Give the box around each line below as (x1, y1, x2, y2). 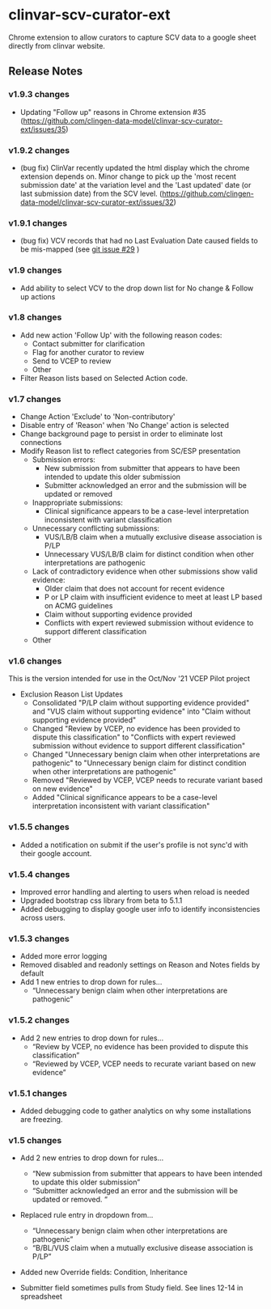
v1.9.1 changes (8, 217, 67, 228)
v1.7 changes (8, 393, 62, 405)
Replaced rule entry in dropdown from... (19, 1210, 154, 1220)
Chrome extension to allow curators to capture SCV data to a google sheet (8, 32, 256, 42)
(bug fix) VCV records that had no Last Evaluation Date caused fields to (19, 236, 259, 246)
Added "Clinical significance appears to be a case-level (32, 793, 218, 803)
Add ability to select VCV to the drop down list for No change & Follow (19, 283, 254, 293)
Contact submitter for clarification (32, 338, 146, 349)
